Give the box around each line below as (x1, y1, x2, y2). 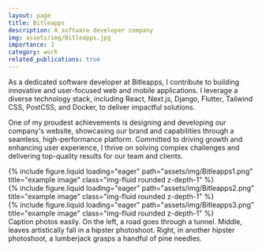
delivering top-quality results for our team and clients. (8, 151, 183, 160)
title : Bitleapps (8, 19, 65, 27)
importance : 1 (8, 41, 55, 49)
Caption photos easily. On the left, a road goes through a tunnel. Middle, (8, 216, 243, 226)
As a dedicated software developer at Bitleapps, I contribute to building (8, 77, 240, 87)
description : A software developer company (8, 26, 154, 34)
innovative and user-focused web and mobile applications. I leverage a (8, 85, 238, 95)
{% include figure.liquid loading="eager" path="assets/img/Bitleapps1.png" (8, 167, 253, 176)
